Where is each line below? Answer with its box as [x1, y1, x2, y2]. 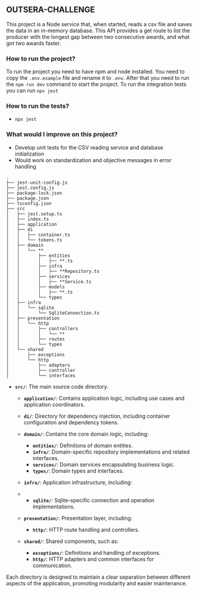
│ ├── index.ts [6, 216, 49, 222]
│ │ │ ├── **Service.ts [6, 278, 92, 285]
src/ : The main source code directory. [14, 383, 109, 390]
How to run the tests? [6, 102, 70, 110]
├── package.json [6, 195, 49, 201]
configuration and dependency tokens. [23, 418, 119, 426]
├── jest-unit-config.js [6, 179, 68, 185]
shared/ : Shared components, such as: [23, 538, 119, 545]
